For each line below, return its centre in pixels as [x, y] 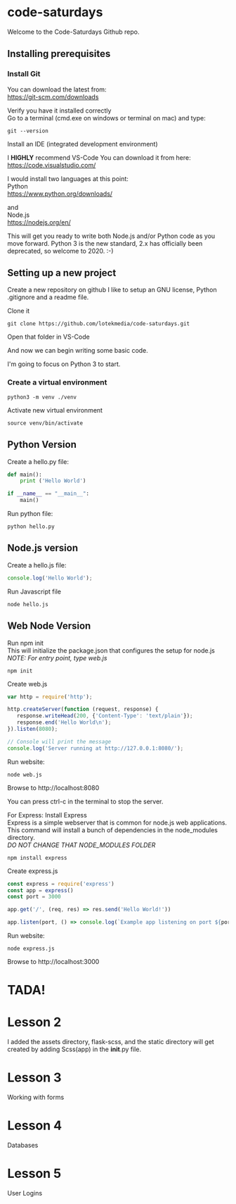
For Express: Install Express [47, 815]
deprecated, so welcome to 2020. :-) [60, 251]
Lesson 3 [34, 1078]
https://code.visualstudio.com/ [52, 165]
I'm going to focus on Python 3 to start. [64, 364]
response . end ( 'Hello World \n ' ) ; [64, 722]
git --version [28, 131]
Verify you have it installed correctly [59, 111]
